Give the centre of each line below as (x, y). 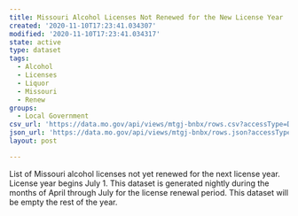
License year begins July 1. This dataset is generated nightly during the (139, 183)
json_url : (27, 133)
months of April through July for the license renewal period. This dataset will (149, 192)
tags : (19, 58)
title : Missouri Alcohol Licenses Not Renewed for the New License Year (146, 17)
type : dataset (35, 50)
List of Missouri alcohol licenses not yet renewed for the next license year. (145, 174)
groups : (24, 108)
